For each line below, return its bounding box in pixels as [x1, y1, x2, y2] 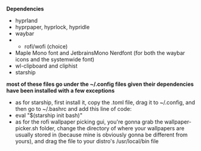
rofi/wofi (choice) [24, 43, 68, 50]
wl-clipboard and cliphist [15, 62, 78, 69]
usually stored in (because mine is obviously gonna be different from [15, 131, 188, 138]
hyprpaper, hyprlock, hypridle [15, 24, 90, 30]
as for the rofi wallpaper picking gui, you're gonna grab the [15, 118, 163, 125]
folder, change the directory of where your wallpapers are [39, 125, 185, 132]
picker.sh [15, 125, 38, 132]
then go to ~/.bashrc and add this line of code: [15, 105, 132, 112]
